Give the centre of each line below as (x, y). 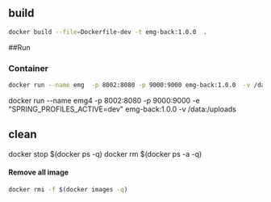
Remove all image (39, 172)
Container (28, 68)
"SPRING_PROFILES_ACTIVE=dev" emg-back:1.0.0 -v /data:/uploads (122, 109)
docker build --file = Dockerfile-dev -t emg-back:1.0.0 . (108, 32)
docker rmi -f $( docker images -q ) (68, 189)
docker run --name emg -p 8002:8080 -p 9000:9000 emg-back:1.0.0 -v (129, 85)
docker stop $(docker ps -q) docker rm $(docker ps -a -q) (105, 154)
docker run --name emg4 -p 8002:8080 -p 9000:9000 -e (104, 100)
